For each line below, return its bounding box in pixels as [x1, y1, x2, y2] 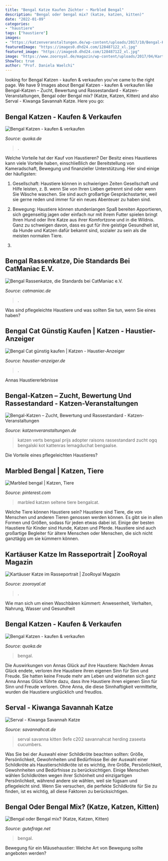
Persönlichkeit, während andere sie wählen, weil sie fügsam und [5, 777, 137, 783]
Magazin [5, 558, 33, 566]
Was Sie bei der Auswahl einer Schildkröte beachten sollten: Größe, [5, 751, 144, 757]
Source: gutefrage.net [5, 825, 51, 831]
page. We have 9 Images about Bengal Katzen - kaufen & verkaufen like [5, 82, 153, 88]
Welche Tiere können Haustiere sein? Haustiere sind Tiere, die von [5, 509, 142, 515]
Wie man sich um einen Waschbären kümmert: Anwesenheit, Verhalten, [5, 600, 153, 606]
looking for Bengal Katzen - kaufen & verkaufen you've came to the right [5, 77, 154, 83]
